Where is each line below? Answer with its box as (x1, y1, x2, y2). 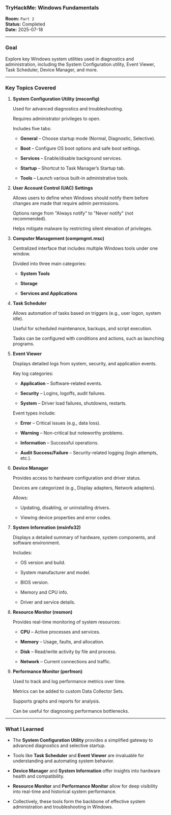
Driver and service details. (20, 599, 75, 605)
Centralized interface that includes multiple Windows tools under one (12, 245, 158, 251)
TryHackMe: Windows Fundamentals (5, 4, 99, 11)
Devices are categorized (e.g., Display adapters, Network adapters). (12, 484, 156, 491)
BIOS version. (20, 579, 49, 585)
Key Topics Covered (5, 84, 56, 91)
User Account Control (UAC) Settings (12, 184, 93, 191)
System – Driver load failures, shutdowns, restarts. (20, 400, 127, 406)
